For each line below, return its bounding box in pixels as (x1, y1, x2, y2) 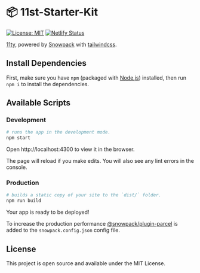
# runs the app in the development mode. (6, 129, 111, 135)
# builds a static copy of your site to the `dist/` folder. (6, 192, 162, 198)
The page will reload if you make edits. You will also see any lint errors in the (6, 157, 194, 165)
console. (6, 163, 28, 171)
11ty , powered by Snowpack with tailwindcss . (6, 41, 118, 48)
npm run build (6, 198, 42, 204)
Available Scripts (6, 98, 70, 108)
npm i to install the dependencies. (6, 80, 90, 87)
